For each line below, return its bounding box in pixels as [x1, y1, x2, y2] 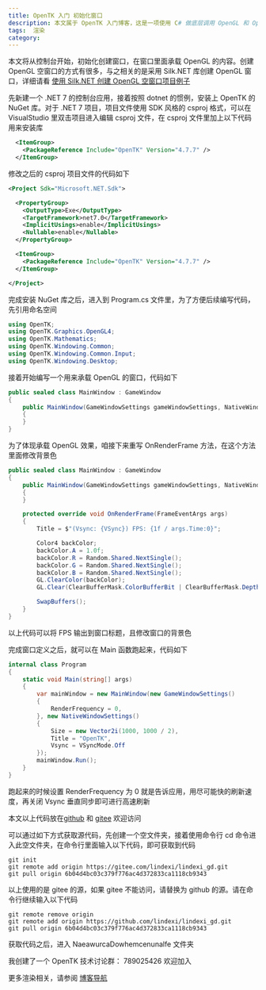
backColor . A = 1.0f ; [36, 547, 104, 554]
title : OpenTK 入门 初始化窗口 [8, 11, 103, 20]
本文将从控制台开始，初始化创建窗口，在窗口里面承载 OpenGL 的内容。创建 [8, 56, 254, 66]
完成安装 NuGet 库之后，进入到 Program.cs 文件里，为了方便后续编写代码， [8, 294, 255, 304]
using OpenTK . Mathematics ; [8, 335, 97, 343]
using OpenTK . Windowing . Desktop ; [8, 357, 119, 365]
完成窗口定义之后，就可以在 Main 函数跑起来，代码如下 [8, 644, 188, 654]
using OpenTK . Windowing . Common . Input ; [8, 350, 136, 358]
